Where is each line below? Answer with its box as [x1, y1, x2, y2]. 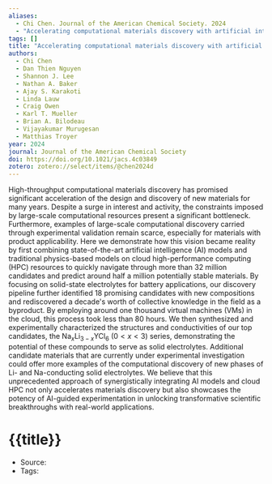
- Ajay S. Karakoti [15, 87, 82, 96]
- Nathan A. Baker [15, 79, 79, 88]
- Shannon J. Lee [15, 72, 74, 80]
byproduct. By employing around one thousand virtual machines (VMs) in [8, 306, 253, 315]
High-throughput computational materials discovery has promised [8, 185, 228, 195]
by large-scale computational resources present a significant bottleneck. [8, 211, 251, 221]
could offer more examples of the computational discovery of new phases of [8, 358, 264, 369]
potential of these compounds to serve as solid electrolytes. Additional [8, 341, 244, 351]
